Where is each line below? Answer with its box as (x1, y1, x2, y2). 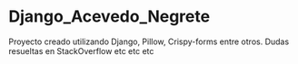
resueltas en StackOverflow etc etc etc (8, 45, 154, 56)
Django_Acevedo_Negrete (8, 6, 211, 27)
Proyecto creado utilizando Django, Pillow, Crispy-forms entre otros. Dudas (8, 36, 290, 47)
